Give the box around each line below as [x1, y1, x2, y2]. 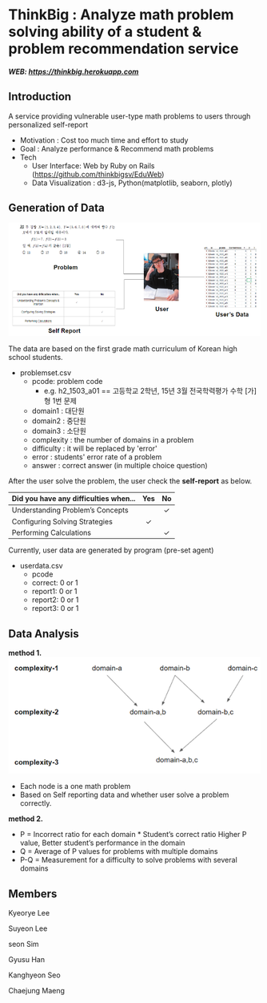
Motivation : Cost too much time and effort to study [19, 135, 189, 145]
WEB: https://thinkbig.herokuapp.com [8, 67, 139, 76]
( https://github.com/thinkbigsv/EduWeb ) [31, 169, 165, 179]
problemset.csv [19, 367, 72, 378]
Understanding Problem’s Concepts [11, 505, 130, 515]
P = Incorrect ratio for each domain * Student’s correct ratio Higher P [19, 830, 247, 839]
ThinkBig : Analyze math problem [8, 6, 234, 24]
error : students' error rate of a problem [31, 451, 162, 462]
